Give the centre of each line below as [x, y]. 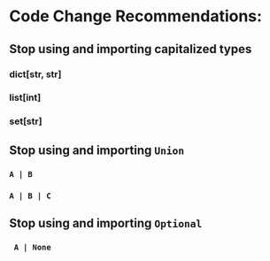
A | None [32, 247]
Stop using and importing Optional [106, 223]
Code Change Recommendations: [136, 16]
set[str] [26, 121]
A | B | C [30, 196]
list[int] [25, 97]
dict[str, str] [35, 74]
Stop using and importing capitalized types [131, 49]
